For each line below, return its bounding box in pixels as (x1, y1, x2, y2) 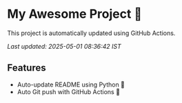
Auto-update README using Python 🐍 (17, 80, 125, 89)
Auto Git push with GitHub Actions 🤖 (17, 87, 121, 95)
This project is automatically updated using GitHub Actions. (7, 29, 176, 37)
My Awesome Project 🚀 (7, 6, 143, 22)
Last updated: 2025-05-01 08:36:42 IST (7, 42, 122, 50)
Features (7, 62, 46, 74)
